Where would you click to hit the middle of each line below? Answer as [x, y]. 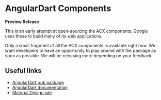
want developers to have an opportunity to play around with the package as [80, 50]
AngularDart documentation [40, 87]
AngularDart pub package [38, 82]
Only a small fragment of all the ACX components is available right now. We [80, 45]
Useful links [24, 71]
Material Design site [32, 92]
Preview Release [22, 22]
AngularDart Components [58, 8]
